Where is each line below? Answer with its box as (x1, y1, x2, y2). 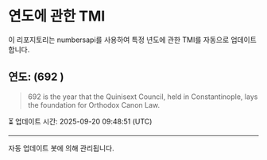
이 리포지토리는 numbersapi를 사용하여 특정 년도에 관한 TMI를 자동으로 (8, 35, 230, 44)
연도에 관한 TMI (8, 7, 106, 25)
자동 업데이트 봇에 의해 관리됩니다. (8, 143, 114, 153)
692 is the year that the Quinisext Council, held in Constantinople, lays (27, 92, 258, 101)
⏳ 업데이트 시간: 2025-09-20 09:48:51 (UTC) (8, 116, 153, 126)
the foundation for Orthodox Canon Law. (27, 100, 161, 109)
